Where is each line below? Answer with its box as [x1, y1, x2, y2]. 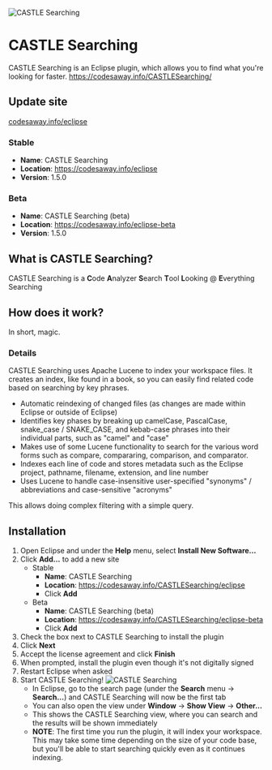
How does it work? [8, 305, 104, 320]
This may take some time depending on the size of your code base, [32, 735, 257, 746]
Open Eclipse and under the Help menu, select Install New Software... [19, 546, 257, 556]
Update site [8, 95, 68, 109]
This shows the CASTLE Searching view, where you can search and [32, 710, 258, 720]
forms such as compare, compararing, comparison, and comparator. [19, 450, 249, 460]
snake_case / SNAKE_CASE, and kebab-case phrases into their [19, 424, 231, 434]
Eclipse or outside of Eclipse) [19, 407, 118, 417]
